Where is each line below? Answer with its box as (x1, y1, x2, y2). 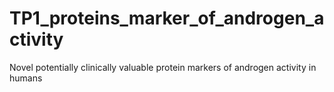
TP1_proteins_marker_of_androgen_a (9, 7, 325, 30)
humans (9, 72, 43, 84)
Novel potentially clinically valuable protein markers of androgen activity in (9, 61, 317, 73)
